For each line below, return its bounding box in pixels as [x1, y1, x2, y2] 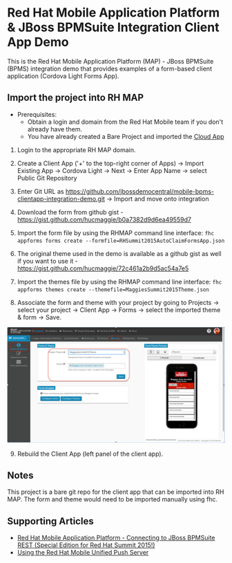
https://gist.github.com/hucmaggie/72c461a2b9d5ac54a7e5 [17, 264, 189, 273]
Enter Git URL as [17, 187, 64, 195]
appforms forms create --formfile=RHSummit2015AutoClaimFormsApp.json [17, 237, 225, 244]
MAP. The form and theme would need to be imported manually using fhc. [7, 495, 218, 504]
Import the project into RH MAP [7, 92, 144, 104]
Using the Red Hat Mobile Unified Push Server [17, 548, 149, 557]
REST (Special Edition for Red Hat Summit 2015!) [17, 541, 155, 549]
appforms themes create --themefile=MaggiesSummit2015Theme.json [17, 286, 209, 293]
